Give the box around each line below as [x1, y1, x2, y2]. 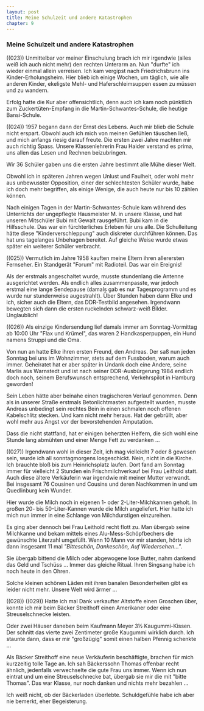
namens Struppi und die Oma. [6, 336, 81, 343]
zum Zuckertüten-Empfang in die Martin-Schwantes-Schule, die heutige [6, 105, 188, 112]
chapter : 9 [6, 20, 34, 26]
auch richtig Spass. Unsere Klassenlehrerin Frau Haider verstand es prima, [6, 142, 194, 150]
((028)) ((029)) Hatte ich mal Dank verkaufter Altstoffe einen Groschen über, [6, 597, 198, 604]
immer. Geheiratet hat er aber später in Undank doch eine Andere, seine [6, 360, 187, 368]
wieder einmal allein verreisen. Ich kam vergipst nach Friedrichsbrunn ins [6, 67, 190, 74]
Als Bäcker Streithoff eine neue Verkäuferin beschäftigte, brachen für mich [6, 653, 194, 660]
